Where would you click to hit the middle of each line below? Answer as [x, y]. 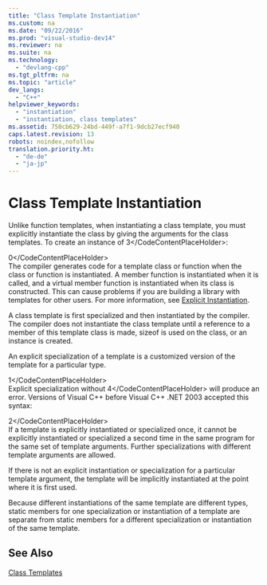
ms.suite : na [30, 53]
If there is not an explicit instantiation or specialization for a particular [122, 470]
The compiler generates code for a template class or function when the [125, 266]
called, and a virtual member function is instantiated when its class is [122, 283]
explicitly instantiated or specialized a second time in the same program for [132, 438]
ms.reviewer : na [35, 45]
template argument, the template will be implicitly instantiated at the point [129, 479]
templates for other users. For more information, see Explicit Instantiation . [129, 300]
